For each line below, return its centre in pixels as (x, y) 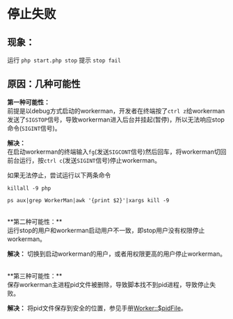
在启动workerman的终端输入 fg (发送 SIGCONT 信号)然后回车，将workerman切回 (117, 152)
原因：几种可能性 (44, 84)
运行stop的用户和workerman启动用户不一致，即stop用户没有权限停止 (106, 230)
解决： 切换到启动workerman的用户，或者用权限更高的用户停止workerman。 (116, 254)
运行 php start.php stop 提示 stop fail (64, 60)
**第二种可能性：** (35, 221)
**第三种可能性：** (35, 276)
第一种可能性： (29, 102)
